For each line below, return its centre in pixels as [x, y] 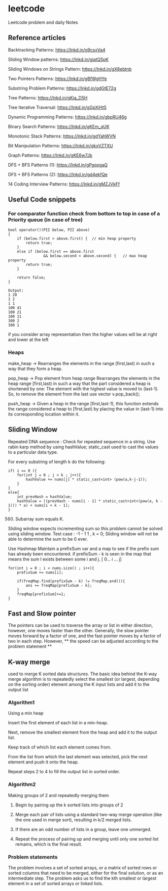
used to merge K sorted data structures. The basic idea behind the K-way [83, 674]
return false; [31, 278]
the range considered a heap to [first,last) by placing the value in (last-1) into [86, 409]
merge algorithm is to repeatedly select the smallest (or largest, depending [84, 679]
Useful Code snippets [42, 200]
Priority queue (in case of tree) [45, 220]
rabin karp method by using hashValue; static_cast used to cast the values [83, 447]
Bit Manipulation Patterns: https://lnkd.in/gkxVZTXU [61, 145]
